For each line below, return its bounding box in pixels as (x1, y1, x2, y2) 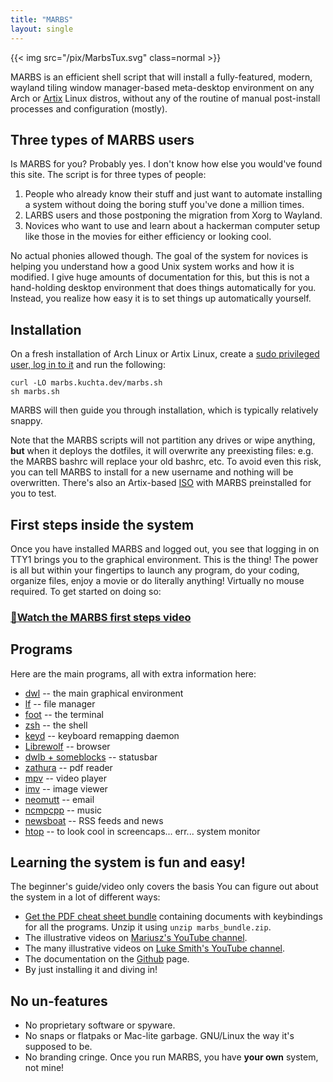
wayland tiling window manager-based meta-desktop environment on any (10, 81, 315, 93)
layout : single (10, 24, 74, 34)
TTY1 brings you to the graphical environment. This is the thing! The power (10, 553, 319, 565)
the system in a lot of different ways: (10, 891, 161, 903)
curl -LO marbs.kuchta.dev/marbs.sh (10, 378, 163, 388)
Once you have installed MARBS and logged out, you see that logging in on (10, 542, 320, 555)
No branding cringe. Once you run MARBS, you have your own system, (24, 1051, 319, 1063)
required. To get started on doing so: (10, 585, 162, 597)
